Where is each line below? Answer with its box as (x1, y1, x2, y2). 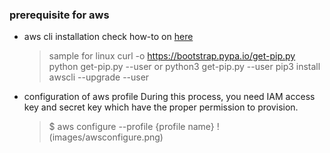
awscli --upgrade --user (48, 71, 150, 83)
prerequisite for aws (9, 8, 110, 22)
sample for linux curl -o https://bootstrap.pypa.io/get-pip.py (48, 50, 296, 62)
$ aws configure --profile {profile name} (48, 121, 215, 133)
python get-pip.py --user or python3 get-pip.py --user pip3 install (48, 61, 321, 73)
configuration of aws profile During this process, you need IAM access (23, 91, 316, 103)
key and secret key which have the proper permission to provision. (23, 101, 299, 113)
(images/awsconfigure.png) (48, 131, 164, 143)
